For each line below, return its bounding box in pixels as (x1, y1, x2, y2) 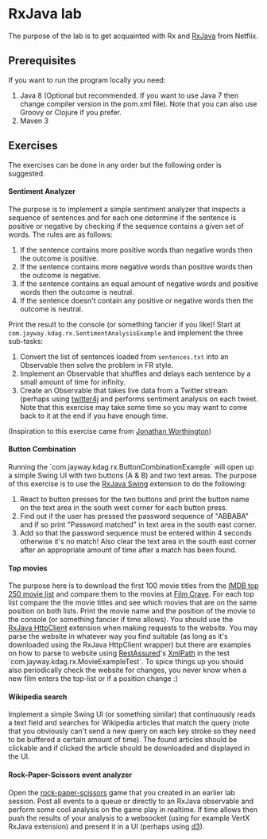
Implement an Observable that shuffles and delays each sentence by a (19, 369, 251, 378)
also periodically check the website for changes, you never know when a (8, 665, 247, 675)
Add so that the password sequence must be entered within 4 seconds (19, 528, 253, 537)
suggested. (8, 168, 45, 178)
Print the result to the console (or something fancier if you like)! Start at (8, 319, 241, 329)
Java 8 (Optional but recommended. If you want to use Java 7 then (19, 91, 239, 100)
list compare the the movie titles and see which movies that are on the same (8, 597, 257, 608)
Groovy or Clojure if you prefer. (19, 107, 122, 117)
